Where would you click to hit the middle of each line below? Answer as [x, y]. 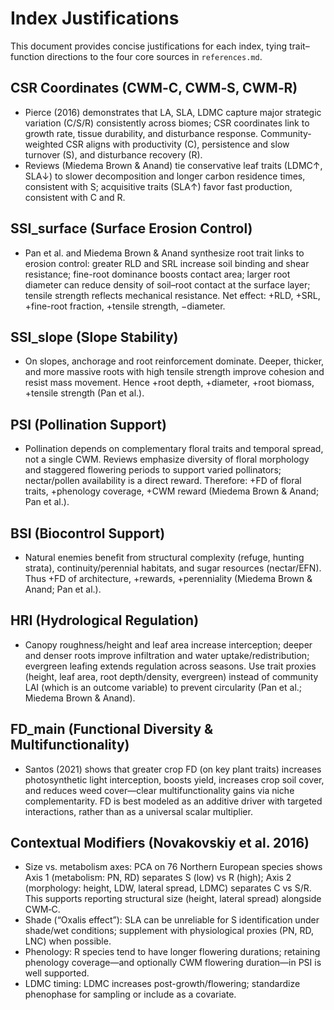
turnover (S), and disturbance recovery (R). [113, 154]
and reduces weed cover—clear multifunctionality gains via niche [159, 790]
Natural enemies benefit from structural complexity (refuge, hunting [164, 557]
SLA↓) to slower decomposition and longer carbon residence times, [165, 176]
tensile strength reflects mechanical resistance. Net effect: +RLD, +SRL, [172, 295]
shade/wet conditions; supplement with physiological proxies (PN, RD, [169, 931]
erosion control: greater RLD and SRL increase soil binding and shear [167, 263]
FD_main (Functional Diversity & [112, 729]
